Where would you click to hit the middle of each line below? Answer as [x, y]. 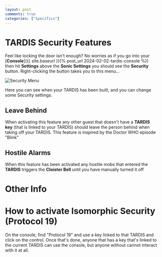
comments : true [20, 14]
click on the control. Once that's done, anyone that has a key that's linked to [81, 240]
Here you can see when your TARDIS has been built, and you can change [78, 90]
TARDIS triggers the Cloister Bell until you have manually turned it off [74, 169]
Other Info [26, 189]
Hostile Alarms [28, 153]
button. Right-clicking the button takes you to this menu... [62, 71]
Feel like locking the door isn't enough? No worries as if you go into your [77, 56]
